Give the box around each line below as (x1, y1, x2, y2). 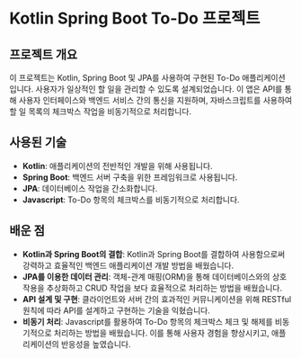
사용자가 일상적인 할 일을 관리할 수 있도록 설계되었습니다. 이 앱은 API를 (35, 84, 283, 94)
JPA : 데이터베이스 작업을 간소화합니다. (22, 183, 158, 193)
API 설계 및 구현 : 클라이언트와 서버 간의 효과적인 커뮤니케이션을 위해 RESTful (22, 293, 292, 304)
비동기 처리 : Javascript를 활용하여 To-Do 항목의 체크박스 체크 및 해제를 (22, 316, 273, 327)
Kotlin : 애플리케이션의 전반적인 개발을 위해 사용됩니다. (22, 160, 213, 171)
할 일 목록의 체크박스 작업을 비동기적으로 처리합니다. (9, 106, 191, 117)
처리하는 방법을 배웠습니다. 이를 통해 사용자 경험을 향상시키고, (53, 327, 270, 338)
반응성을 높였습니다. (61, 338, 132, 349)
